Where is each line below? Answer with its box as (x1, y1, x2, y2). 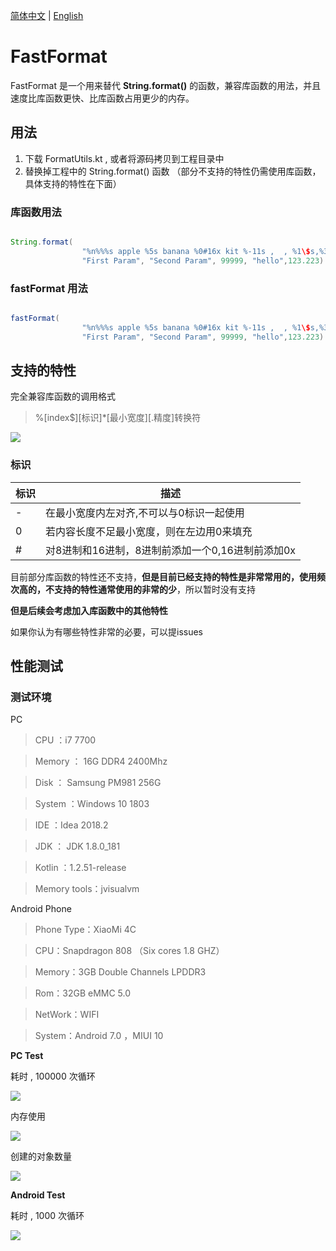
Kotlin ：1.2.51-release (34, 862, 127, 874)
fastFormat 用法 (10, 281, 88, 295)
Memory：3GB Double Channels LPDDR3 (34, 966, 207, 978)
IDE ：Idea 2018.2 (34, 819, 109, 831)
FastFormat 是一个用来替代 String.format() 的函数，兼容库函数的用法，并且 (10, 79, 322, 91)
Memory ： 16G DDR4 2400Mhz (34, 755, 168, 768)
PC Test (10, 1050, 44, 1062)
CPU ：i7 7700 (34, 734, 97, 746)
